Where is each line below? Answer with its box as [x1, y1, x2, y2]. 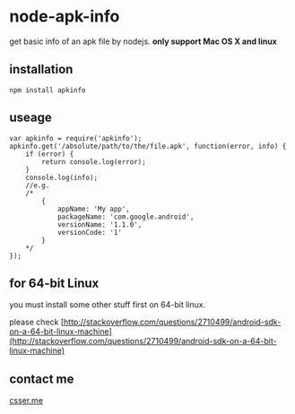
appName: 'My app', [56, 204, 130, 213]
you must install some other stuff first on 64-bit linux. [9, 299, 206, 310]
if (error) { [25, 150, 74, 159]
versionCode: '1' [56, 228, 123, 237]
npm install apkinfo [9, 85, 87, 95]
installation [9, 62, 74, 77]
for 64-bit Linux [9, 275, 100, 290]
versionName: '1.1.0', [56, 220, 143, 229]
